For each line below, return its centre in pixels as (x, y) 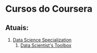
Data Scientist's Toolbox (46, 45)
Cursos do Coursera (49, 9)
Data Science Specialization (42, 40)
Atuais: (17, 28)
